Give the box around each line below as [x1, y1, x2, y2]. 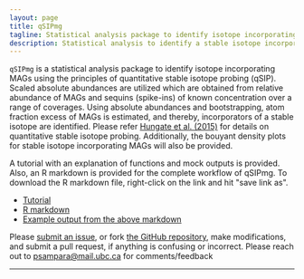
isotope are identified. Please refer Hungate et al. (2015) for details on [9, 121, 270, 132]
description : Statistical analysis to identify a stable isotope [9, 38, 261, 48]
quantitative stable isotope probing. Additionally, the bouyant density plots [9, 130, 287, 141]
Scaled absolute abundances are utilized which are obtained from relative [9, 82, 284, 93]
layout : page [9, 13, 59, 23]
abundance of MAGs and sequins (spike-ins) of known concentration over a [9, 92, 292, 103]
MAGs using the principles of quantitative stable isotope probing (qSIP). [9, 73, 277, 84]
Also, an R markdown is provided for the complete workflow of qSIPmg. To [9, 168, 288, 178]
